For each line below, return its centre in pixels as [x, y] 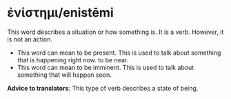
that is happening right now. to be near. [73, 60]
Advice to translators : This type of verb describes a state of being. [103, 88]
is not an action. [30, 39]
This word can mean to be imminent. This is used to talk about [106, 67]
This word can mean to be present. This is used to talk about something [119, 53]
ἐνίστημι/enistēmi [60, 13]
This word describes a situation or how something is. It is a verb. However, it [115, 32]
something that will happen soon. [64, 75]
